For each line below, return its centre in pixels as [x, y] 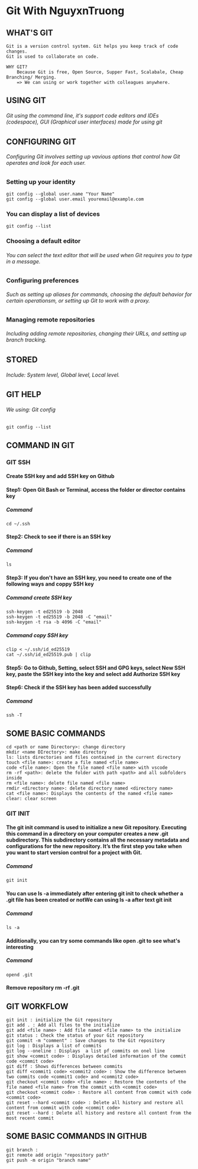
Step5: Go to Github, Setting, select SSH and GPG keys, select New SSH [96, 668]
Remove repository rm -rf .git [43, 988]
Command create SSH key [39, 598]
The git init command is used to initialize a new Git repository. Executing [97, 827]
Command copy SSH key [37, 635]
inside [14, 778]
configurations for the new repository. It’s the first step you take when [94, 846]
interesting [20, 947]
